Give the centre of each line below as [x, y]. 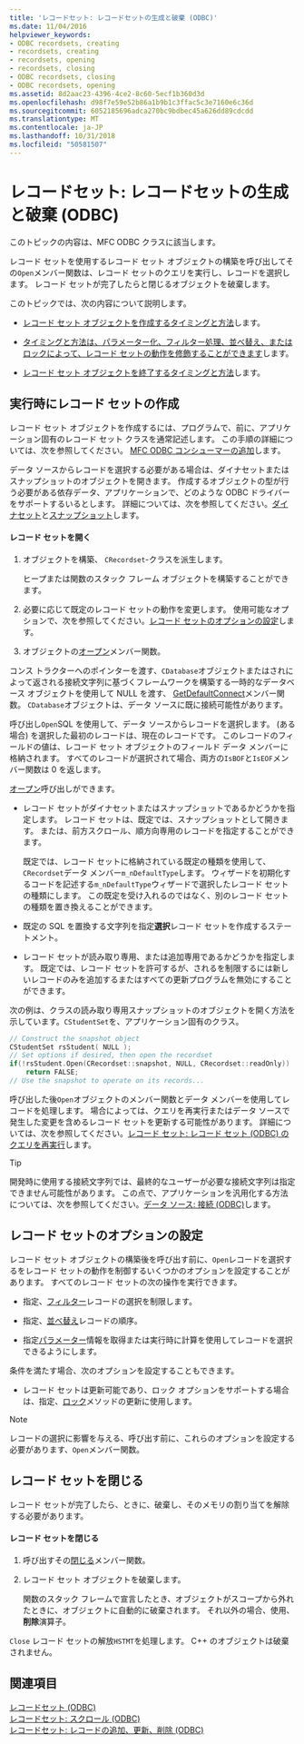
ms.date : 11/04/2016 [49, 26]
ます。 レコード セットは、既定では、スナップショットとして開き [160, 819]
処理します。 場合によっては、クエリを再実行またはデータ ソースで [165, 1110]
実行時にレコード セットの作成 [94, 404]
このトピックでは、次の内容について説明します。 [101, 303]
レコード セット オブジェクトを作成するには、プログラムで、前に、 [135, 427]
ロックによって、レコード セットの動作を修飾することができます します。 [158, 353]
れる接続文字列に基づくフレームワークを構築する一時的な [156, 681]
